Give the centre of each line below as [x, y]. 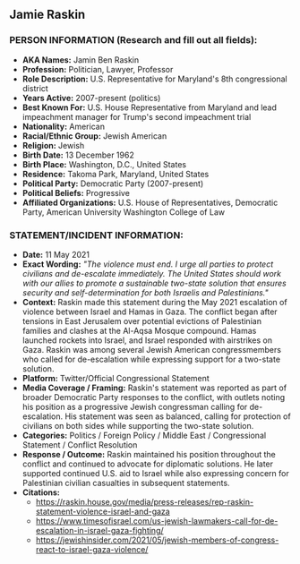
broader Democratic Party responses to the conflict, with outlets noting [153, 397]
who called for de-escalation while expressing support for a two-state [151, 359]
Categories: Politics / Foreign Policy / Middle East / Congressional [144, 435]
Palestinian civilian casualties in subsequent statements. [126, 483]
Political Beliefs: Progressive [76, 192]
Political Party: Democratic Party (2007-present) [113, 184]
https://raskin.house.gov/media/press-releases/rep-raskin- [144, 501]
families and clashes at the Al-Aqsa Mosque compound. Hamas [139, 330]
